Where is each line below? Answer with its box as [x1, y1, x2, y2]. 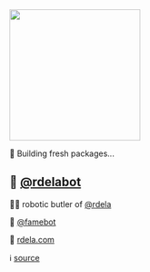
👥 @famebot [9, 216, 56, 227]
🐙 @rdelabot [9, 174, 82, 190]
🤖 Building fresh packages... [9, 148, 115, 159]
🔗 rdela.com [9, 234, 55, 245]
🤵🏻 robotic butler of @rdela [9, 198, 112, 209]
